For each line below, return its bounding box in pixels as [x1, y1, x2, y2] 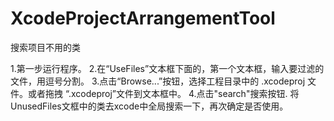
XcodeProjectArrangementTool [10, 7, 276, 30]
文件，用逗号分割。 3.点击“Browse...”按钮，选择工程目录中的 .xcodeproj [10, 75, 306, 87]
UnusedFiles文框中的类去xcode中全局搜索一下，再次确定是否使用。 [10, 100, 289, 112]
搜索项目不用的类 [10, 41, 81, 53]
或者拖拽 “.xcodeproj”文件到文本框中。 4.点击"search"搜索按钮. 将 [27, 87, 300, 99]
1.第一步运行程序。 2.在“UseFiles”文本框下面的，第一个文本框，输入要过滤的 [10, 62, 325, 74]
